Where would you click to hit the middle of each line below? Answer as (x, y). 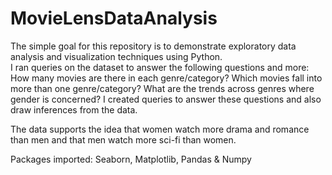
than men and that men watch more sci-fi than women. (123, 139)
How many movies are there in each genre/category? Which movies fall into (166, 78)
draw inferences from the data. (74, 109)
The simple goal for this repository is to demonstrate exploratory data (153, 46)
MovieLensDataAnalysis (114, 18)
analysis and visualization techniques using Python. (116, 56)
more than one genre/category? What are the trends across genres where (162, 88)
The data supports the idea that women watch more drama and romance (160, 129)
